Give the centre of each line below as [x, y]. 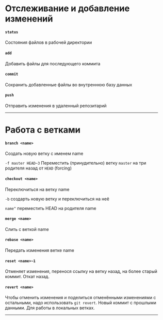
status [12, 32]
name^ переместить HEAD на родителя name [51, 208]
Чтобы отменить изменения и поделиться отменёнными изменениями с [81, 298]
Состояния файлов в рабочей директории [49, 42]
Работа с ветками [43, 130]
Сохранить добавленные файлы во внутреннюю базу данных [69, 85]
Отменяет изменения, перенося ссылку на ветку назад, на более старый [81, 271]
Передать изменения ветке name [40, 250]
